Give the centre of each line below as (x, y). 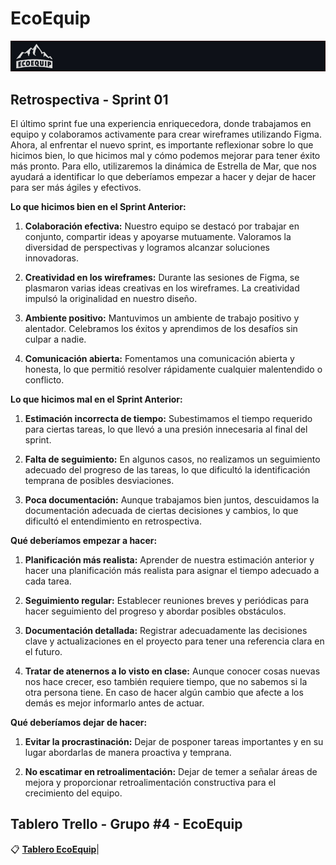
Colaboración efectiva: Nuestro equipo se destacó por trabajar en (162, 226)
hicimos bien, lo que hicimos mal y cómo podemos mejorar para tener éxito (165, 156)
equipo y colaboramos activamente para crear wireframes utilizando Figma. (166, 134)
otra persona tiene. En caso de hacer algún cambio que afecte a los (164, 693)
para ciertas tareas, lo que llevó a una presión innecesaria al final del (166, 429)
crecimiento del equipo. (73, 793)
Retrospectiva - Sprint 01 (89, 99)
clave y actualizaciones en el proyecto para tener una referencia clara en (174, 641)
